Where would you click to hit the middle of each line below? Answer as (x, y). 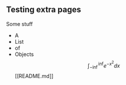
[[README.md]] (34, 76)
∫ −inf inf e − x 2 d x (104, 65)
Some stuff (20, 24)
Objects (24, 54)
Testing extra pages (44, 10)
